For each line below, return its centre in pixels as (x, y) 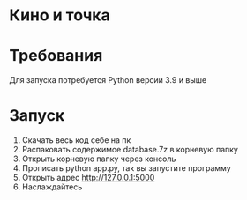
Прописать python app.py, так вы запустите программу (126, 168)
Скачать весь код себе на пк (76, 140)
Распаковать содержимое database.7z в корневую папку (130, 150)
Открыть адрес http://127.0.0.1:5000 (88, 178)
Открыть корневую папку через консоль (99, 159)
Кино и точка (60, 15)
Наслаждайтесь (52, 187)
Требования (56, 56)
